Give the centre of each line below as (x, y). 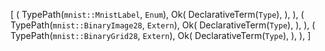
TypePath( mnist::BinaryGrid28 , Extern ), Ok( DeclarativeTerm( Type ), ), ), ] (161, 35)
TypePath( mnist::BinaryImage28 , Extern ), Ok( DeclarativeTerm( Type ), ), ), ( (163, 25)
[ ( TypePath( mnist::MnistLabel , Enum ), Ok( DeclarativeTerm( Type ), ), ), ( (157, 14)
